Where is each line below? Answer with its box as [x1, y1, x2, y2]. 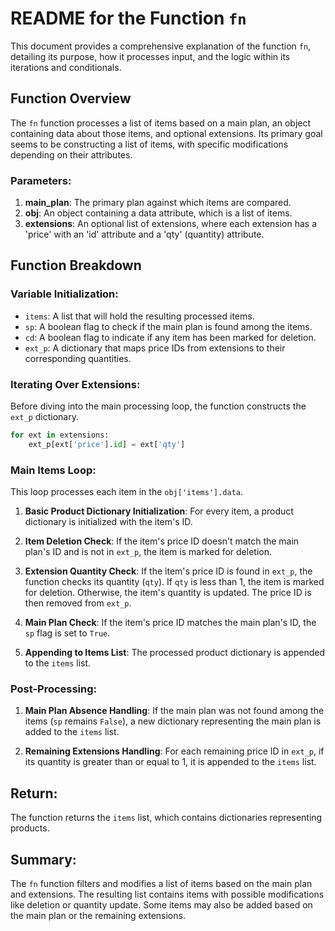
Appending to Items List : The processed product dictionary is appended [24, 647, 326, 659]
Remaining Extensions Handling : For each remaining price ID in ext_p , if [24, 745, 325, 757]
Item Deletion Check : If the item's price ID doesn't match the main [24, 535, 300, 547]
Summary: [10, 851, 77, 868]
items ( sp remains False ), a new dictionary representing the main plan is [24, 715, 322, 727]
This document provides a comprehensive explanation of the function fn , [10, 40, 312, 52]
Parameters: [10, 173, 72, 187]
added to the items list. [24, 726, 120, 738]
